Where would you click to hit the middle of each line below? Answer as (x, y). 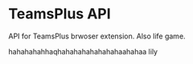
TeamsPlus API (60, 14)
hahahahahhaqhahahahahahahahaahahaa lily (83, 51)
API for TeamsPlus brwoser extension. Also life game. (97, 36)
